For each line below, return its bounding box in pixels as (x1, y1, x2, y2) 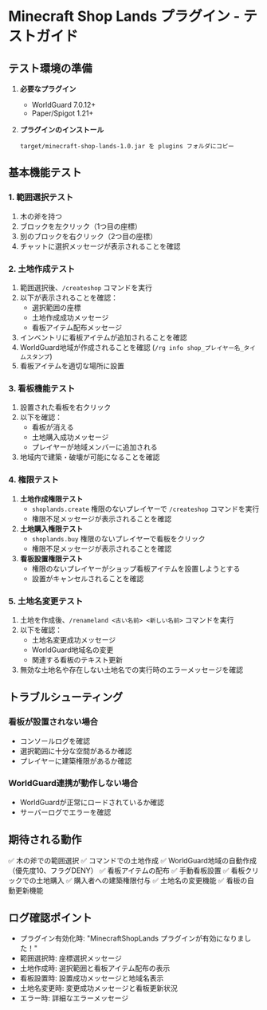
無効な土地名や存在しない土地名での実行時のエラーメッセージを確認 (19, 665, 243, 674)
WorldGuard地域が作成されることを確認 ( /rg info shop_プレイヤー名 (19, 342, 241, 352)
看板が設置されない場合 (8, 717, 98, 728)
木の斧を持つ (19, 211, 62, 221)
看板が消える (31, 422, 74, 432)
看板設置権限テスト (19, 553, 84, 563)
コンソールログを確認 (19, 736, 90, 745)
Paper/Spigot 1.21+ (31, 108, 94, 118)
